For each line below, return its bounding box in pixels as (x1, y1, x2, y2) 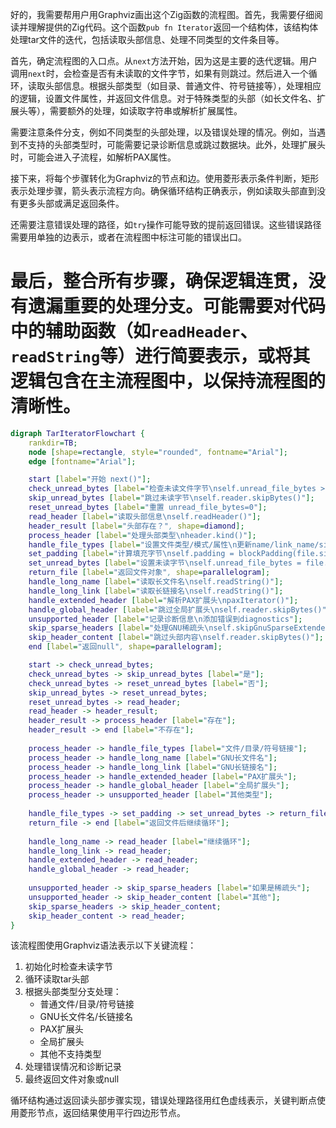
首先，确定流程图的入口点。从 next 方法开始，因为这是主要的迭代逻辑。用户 (10, 55, 318, 67)
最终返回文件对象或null (24, 1073, 120, 1085)
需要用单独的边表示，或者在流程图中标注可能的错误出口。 (10, 231, 247, 243)
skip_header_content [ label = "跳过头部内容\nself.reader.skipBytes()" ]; (28, 633, 324, 643)
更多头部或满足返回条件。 (18, 198, 125, 209)
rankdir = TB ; (28, 438, 78, 448)
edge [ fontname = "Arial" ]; (28, 456, 137, 467)
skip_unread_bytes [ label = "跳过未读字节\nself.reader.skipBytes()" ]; (28, 493, 315, 503)
